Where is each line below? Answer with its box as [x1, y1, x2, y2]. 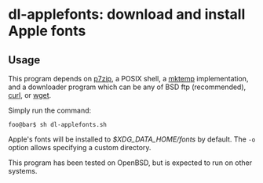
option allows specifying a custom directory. [8, 143, 152, 152]
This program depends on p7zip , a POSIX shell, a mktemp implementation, [8, 74, 249, 83]
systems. [8, 167, 38, 175]
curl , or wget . [8, 91, 52, 99]
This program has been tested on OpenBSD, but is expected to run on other [8, 158, 253, 167]
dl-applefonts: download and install [8, 5, 246, 23]
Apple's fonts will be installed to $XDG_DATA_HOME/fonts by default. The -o [8, 135, 256, 144]
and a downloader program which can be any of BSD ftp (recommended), [8, 82, 247, 91]
